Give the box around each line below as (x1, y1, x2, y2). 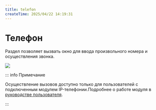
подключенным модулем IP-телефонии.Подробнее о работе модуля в (5, 87, 152, 93)
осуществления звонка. (5, 54, 55, 60)
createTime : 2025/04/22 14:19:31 (5, 12, 73, 16)
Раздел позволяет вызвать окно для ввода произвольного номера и (5, 48, 148, 54)
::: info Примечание (5, 72, 45, 78)
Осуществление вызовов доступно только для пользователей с (5, 81, 138, 87)
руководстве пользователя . (5, 92, 63, 97)
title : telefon (5, 7, 36, 12)
